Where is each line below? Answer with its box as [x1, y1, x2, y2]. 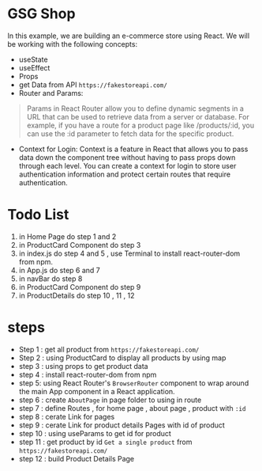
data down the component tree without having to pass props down [18, 152, 236, 162]
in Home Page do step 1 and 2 [18, 231, 117, 241]
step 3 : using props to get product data [18, 361, 148, 370]
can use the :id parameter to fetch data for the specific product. [26, 128, 234, 139]
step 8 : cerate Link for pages [18, 412, 115, 421]
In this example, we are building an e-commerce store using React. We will [7, 31, 250, 40]
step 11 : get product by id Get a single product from [18, 437, 193, 446]
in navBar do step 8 [18, 274, 83, 283]
